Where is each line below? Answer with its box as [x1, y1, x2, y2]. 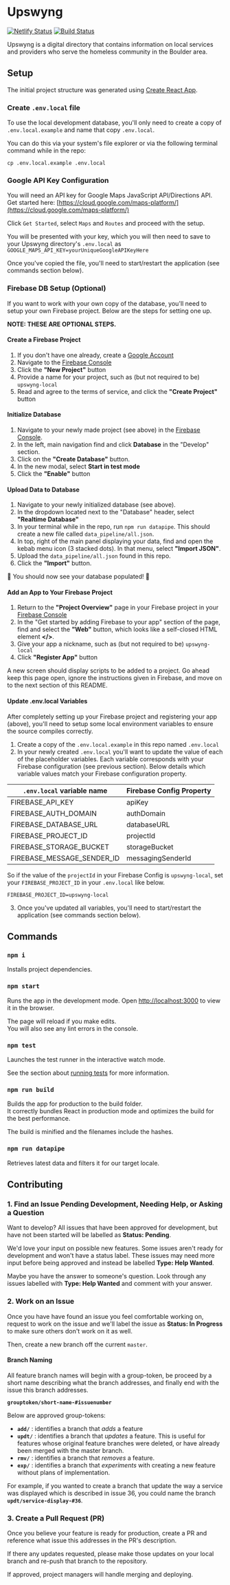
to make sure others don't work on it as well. [7, 1326, 133, 1335]
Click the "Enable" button [16, 470, 91, 478]
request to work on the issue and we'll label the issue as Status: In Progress [7, 1320, 223, 1328]
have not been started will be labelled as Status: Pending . [7, 1231, 172, 1239]
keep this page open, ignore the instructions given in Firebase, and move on [7, 674, 222, 682]
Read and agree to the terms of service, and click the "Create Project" [16, 387, 218, 395]
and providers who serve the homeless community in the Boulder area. [7, 47, 208, 56]
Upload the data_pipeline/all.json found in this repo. [16, 551, 172, 560]
